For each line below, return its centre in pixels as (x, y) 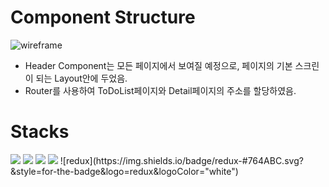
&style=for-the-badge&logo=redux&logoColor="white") (124, 171)
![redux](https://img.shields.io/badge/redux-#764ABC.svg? (181, 160)
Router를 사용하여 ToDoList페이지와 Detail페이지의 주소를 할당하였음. (160, 90)
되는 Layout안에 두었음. (81, 78)
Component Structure (103, 17)
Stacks (40, 132)
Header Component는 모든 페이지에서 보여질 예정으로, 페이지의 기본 (158, 65)
